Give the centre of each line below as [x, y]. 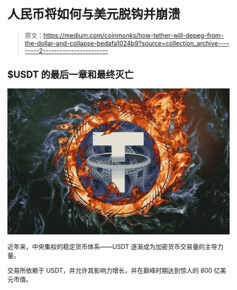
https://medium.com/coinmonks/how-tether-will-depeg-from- [134, 35]
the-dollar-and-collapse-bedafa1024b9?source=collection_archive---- [127, 43]
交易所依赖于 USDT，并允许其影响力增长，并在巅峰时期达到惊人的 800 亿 [114, 270]
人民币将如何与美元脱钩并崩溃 [94, 14]
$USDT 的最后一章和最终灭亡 [71, 75]
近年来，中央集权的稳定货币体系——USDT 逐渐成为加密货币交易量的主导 [113, 246]
